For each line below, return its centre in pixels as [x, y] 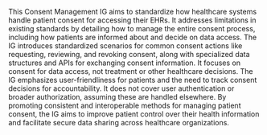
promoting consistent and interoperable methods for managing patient [125, 105]
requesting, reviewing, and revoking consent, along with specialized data [129, 54]
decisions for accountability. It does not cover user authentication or [121, 88]
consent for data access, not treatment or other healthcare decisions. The [131, 71]
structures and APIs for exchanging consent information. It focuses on [125, 63]
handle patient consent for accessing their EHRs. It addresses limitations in [132, 20]
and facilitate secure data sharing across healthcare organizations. [119, 123]
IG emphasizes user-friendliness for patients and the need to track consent [133, 80]
